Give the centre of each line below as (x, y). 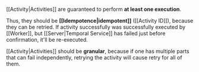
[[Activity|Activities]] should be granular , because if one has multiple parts (98, 51)
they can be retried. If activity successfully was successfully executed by (96, 27)
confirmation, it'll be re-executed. (47, 40)
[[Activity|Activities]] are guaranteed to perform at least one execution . (94, 9)
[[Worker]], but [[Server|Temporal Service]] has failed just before (86, 33)
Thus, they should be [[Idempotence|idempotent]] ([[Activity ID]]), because (100, 21)
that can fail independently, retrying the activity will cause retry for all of (94, 57)
